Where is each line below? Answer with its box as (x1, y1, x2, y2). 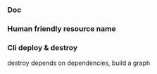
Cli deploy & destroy (7, 42, 78, 52)
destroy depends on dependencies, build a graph (7, 58, 151, 68)
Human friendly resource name (7, 23, 116, 33)
